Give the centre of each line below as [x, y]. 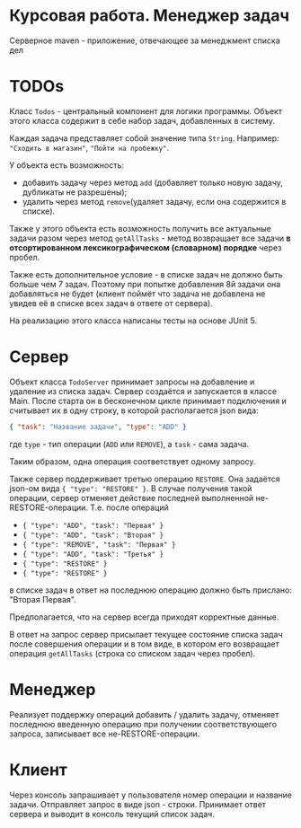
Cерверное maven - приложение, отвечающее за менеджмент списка [145, 40]
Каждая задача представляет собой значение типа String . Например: [145, 138]
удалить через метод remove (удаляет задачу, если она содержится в [154, 201]
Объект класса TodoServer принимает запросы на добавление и [132, 382]
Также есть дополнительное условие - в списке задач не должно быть [146, 274]
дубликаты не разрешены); [75, 192]
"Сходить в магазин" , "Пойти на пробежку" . [89, 147]
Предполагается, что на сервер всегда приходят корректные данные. [144, 617]
